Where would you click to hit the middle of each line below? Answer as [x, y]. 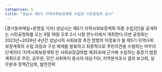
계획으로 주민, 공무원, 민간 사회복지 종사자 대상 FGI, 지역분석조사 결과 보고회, [77, 58]
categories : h [19, 9]
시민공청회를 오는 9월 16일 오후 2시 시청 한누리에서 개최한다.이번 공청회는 [79, 34]
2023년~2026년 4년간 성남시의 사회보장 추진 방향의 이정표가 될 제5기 [71, 40]
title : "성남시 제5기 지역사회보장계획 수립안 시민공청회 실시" [59, 14]
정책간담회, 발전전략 [37, 64]
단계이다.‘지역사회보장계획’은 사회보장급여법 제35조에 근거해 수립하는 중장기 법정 [81, 52]
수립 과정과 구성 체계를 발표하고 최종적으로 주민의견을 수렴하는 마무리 [91, 46]
